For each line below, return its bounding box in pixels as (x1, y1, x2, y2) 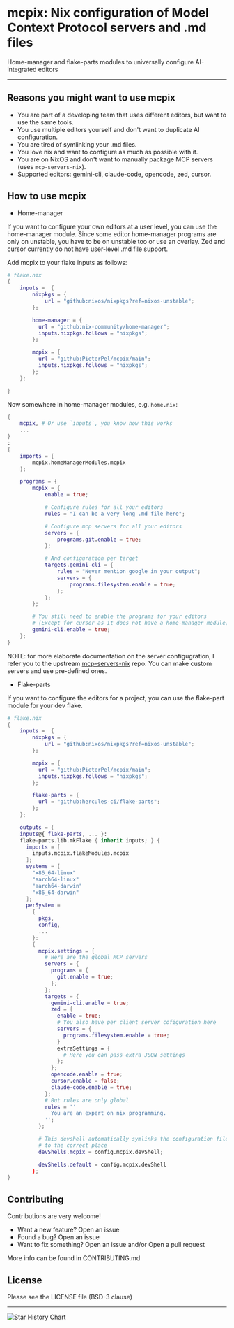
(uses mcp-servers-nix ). (17, 162, 86, 171)
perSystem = (25, 902, 61, 909)
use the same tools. (17, 117, 75, 127)
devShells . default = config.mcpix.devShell (38, 1161, 167, 1168)
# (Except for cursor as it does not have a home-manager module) (32, 620, 229, 627)
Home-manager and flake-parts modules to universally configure (7, 57, 194, 66)
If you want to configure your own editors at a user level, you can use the (7, 222, 217, 231)
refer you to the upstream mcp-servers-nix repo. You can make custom (7, 659, 212, 667)
